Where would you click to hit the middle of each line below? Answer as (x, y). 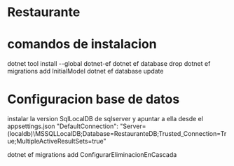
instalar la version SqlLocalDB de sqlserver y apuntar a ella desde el (105, 119)
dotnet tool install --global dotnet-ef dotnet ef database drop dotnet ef (109, 64)
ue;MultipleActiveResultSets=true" (57, 141)
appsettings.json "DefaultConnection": (63, 126)
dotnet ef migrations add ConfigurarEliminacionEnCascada (92, 155)
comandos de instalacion (82, 44)
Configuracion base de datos (94, 99)
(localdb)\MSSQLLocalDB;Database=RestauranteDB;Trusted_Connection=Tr (117, 134)
